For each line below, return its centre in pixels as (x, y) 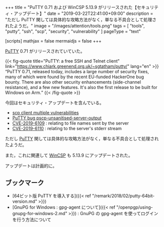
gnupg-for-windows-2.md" (40, 213)
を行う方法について (32, 220)
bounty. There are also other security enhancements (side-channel (73, 82)
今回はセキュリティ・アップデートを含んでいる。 (55, 103)
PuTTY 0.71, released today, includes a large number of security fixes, (78, 71)
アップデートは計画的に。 (31, 166)
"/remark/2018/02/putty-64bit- (123, 196)
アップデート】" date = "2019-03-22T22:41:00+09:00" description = (83, 13)
